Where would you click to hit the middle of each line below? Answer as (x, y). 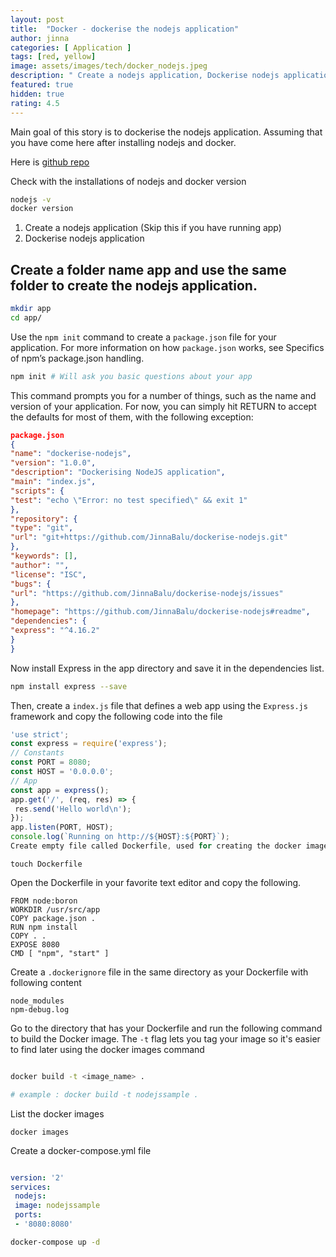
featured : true (42, 85)
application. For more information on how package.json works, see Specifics (167, 347)
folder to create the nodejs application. (134, 285)
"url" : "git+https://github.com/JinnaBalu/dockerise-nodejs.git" (149, 537)
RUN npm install (44, 927)
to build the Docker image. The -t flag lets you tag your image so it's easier (165, 1038)
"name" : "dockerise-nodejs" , (71, 454)
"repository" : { (44, 519)
